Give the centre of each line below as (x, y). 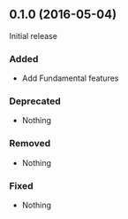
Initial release (33, 35)
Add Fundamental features (70, 78)
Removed (30, 144)
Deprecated (35, 101)
